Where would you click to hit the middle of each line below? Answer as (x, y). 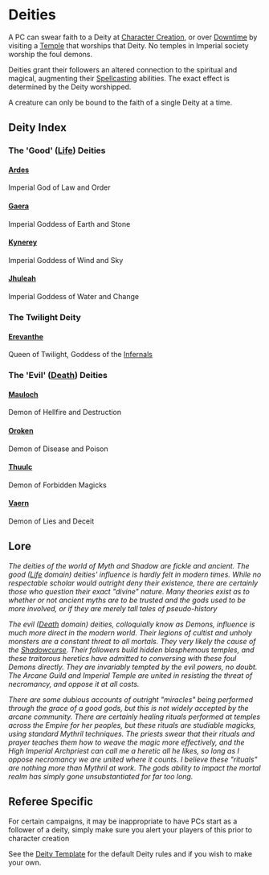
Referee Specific (51, 802)
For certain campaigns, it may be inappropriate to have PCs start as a (123, 821)
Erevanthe (26, 336)
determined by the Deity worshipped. (70, 87)
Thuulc (20, 467)
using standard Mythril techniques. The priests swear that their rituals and (132, 733)
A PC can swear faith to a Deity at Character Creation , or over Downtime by (133, 37)
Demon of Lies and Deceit (51, 521)
